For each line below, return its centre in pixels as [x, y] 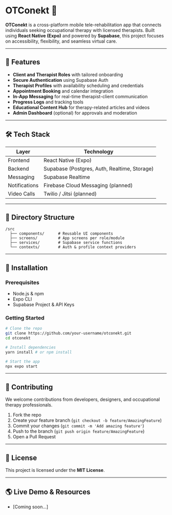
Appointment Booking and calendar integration [63, 91]
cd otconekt [18, 338]
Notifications [23, 185]
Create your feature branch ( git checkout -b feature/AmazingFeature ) [87, 420]
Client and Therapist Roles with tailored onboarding [68, 75]
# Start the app [23, 361]
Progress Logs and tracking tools [48, 102]
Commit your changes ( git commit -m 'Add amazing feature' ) [78, 426]
